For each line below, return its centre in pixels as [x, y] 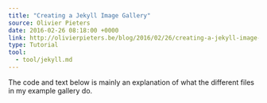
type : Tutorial [33, 45]
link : [17, 38]
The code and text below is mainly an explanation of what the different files [131, 82]
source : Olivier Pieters [49, 23]
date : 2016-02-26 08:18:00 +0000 [64, 30]
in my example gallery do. [50, 90]
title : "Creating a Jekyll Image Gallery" [79, 15]
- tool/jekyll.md [44, 60]
